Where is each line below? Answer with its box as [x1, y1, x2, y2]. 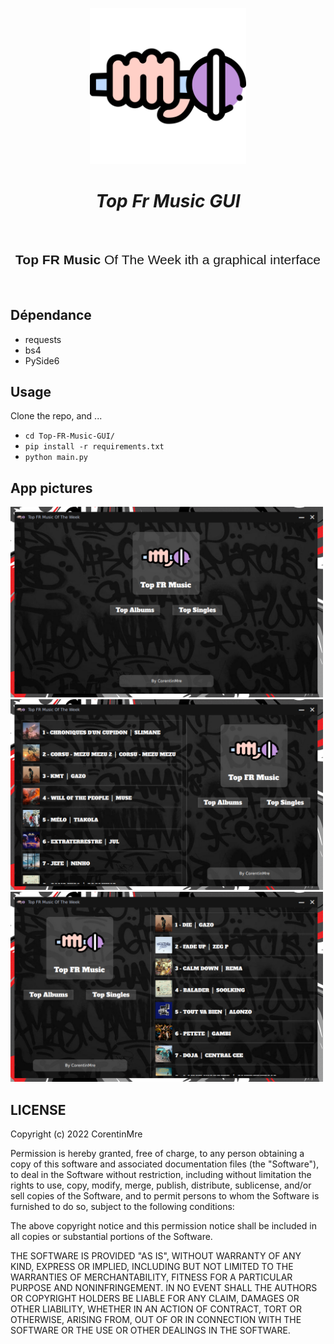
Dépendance [10, 307, 92, 324]
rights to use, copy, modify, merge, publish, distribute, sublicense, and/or [10, 1179, 312, 1192]
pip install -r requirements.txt [24, 442, 165, 452]
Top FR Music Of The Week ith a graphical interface [15, 252, 321, 268]
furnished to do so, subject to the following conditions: [10, 1201, 235, 1213]
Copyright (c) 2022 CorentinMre [10, 1128, 143, 1140]
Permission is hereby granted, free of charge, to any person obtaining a [10, 1148, 305, 1160]
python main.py [24, 453, 89, 463]
